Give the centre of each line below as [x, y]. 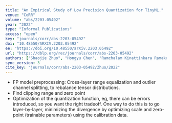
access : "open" [21, 34]
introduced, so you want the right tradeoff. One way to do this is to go [86, 104]
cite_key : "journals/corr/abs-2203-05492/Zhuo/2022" [63, 67]
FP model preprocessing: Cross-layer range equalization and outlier [84, 82]
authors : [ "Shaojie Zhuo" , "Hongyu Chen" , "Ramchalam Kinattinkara [79, 58]
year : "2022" [19, 24]
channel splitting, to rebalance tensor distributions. [66, 87]
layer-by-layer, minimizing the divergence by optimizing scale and [82, 110]
